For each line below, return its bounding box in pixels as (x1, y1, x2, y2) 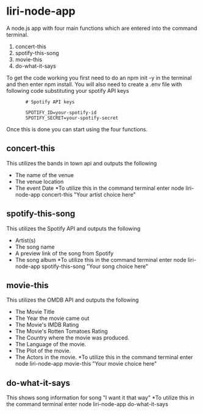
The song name (15, 243, 55, 250)
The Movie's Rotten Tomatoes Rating (15, 328, 108, 335)
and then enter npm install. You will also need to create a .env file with (6, 81, 182, 88)
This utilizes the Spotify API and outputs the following (6, 225, 141, 232)
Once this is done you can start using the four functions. (6, 125, 148, 133)
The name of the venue (15, 171, 74, 178)
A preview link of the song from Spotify (15, 249, 114, 257)
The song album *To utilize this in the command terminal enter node (15, 256, 187, 263)
